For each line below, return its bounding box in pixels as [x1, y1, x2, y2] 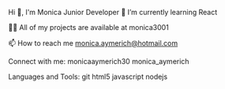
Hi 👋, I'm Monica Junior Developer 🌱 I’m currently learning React [8, 8, 218, 17]
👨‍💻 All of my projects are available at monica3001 [8, 23, 170, 32]
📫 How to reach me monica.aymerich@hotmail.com [8, 39, 178, 47]
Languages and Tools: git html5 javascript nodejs [8, 72, 168, 81]
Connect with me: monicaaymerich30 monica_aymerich [8, 57, 189, 66]
